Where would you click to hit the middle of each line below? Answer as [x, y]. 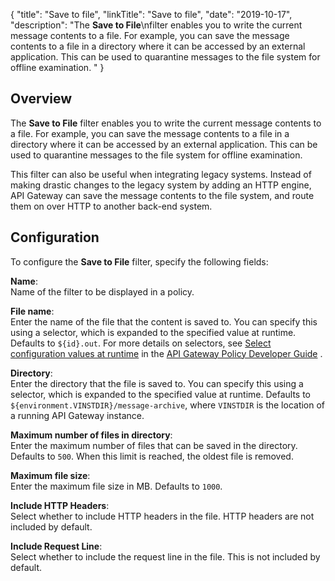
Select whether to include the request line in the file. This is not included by [165, 556]
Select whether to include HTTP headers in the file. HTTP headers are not [162, 516]
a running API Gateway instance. [77, 415]
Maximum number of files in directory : [91, 435]
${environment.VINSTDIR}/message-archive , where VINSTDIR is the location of [168, 405]
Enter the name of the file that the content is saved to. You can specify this [164, 321]
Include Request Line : [56, 546]
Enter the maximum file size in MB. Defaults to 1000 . [116, 486]
